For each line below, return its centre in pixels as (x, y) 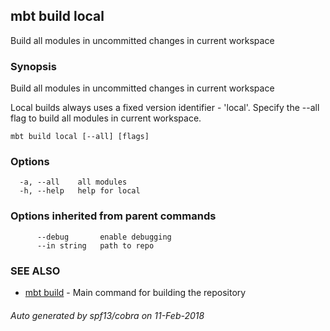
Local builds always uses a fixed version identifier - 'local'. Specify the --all (165, 108)
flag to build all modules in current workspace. (106, 118)
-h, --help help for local (80, 191)
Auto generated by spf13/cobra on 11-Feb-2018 (107, 315)
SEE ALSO (35, 271)
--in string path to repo (95, 245)
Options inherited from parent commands (113, 216)
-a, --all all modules (73, 182)
